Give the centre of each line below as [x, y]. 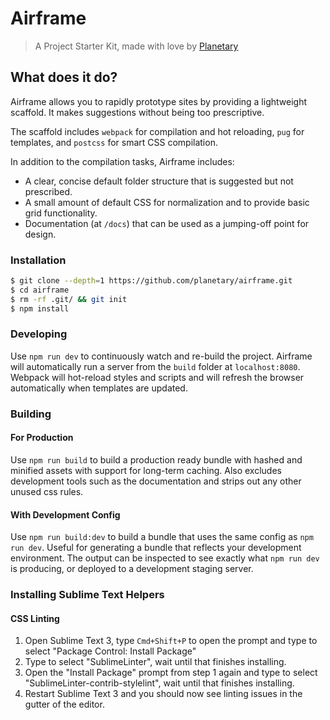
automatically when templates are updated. [99, 388]
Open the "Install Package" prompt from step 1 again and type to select [171, 673]
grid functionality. [61, 213]
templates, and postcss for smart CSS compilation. [114, 142]
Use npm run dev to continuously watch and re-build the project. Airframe [161, 356]
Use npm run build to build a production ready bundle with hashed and [156, 459]
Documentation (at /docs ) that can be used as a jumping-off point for [167, 223]
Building [31, 414]
